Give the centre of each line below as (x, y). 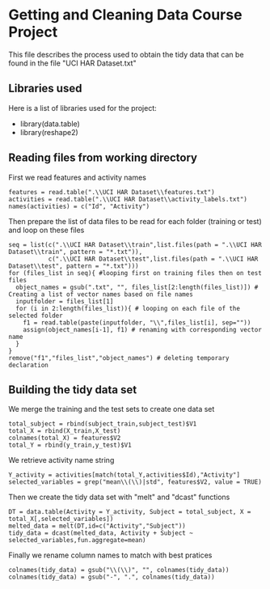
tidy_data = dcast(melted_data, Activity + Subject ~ (101, 533)
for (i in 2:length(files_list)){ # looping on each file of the (128, 308)
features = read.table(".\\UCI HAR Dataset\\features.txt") (112, 192)
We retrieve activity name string (61, 460)
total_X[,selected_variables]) (61, 519)
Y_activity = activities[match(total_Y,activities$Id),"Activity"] (124, 475)
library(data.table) (50, 124)
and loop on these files (46, 230)
